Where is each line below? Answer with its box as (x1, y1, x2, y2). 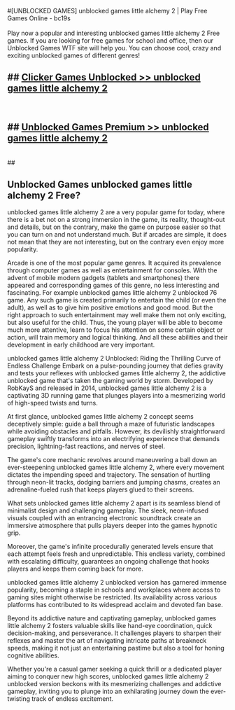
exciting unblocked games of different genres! (7, 51, 141, 60)
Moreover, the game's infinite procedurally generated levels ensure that (7, 543, 213, 551)
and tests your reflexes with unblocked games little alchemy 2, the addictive (7, 369, 226, 377)
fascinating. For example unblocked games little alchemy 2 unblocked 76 (7, 288, 218, 297)
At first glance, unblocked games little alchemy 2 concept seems (7, 412, 194, 421)
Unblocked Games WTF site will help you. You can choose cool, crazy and (7, 44, 222, 52)
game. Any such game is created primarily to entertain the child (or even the (7, 296, 227, 305)
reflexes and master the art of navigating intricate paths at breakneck (7, 636, 207, 645)
